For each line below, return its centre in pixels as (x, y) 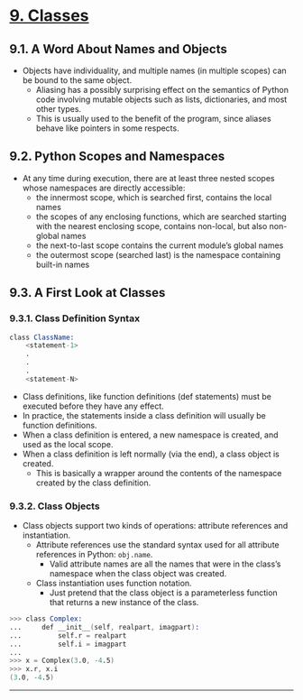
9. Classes (49, 16)
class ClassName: (42, 337)
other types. (59, 109)
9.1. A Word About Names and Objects (118, 49)
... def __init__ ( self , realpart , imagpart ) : (105, 627)
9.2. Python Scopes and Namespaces (117, 157)
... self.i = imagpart (68, 644)
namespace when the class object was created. (138, 574)
